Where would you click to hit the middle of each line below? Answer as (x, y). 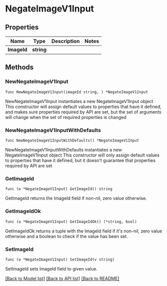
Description (66, 41)
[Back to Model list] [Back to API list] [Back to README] (62, 278)
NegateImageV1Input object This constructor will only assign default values (82, 155)
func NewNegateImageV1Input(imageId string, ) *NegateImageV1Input (77, 92)
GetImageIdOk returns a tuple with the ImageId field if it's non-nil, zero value (84, 231)
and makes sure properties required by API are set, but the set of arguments (83, 112)
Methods (19, 67)
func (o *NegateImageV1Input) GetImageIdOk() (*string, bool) (71, 221)
